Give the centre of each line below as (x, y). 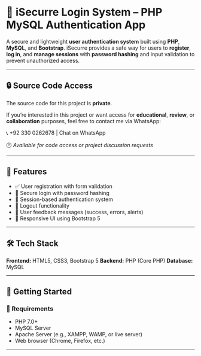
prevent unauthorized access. (43, 60)
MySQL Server (33, 328)
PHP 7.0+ (26, 322)
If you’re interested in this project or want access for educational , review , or (100, 115)
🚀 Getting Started (39, 292)
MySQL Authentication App (76, 25)
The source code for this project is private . (59, 103)
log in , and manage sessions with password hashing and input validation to (100, 54)
